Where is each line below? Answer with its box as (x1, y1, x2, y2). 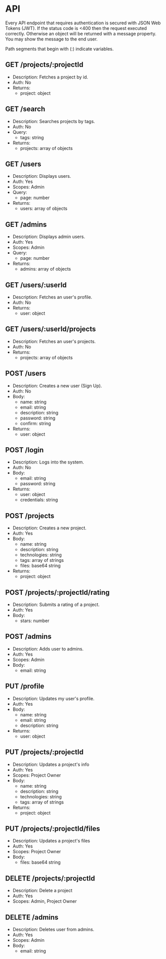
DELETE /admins (5, 913, 59, 922)
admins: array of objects (20, 266, 71, 272)
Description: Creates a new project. (12, 525, 87, 531)
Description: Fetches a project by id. (12, 74, 89, 80)
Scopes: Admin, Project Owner (12, 898, 77, 904)
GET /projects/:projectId (5, 60, 84, 69)
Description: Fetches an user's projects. (12, 338, 96, 344)
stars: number (20, 618, 50, 624)
